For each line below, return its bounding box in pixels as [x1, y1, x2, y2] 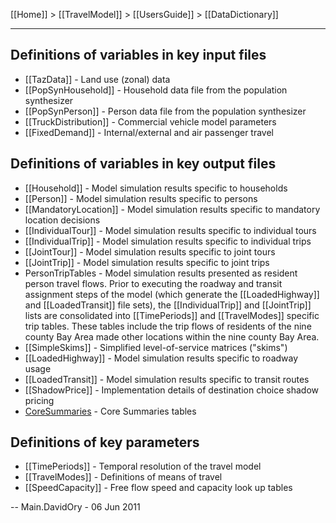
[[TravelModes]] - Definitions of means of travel [24, 471, 223, 483]
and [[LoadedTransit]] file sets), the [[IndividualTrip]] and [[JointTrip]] [24, 299, 312, 311]
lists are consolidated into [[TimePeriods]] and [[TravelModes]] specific [24, 309, 320, 321]
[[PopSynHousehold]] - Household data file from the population [24, 84, 288, 96]
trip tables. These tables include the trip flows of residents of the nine [24, 320, 312, 332]
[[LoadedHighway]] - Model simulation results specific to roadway [24, 352, 299, 364]
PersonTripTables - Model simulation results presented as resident [24, 267, 298, 279]
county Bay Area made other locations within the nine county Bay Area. [24, 330, 320, 343]
